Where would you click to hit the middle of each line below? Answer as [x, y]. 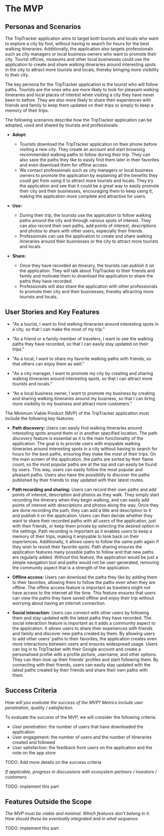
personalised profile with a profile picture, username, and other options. [85, 654]
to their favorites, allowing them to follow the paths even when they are [84, 582]
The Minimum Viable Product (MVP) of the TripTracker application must [77, 413]
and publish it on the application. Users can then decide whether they [82, 515]
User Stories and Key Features [52, 312]
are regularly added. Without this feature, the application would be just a [85, 557]
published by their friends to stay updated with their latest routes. [78, 480]
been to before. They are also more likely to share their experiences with [78, 100]
